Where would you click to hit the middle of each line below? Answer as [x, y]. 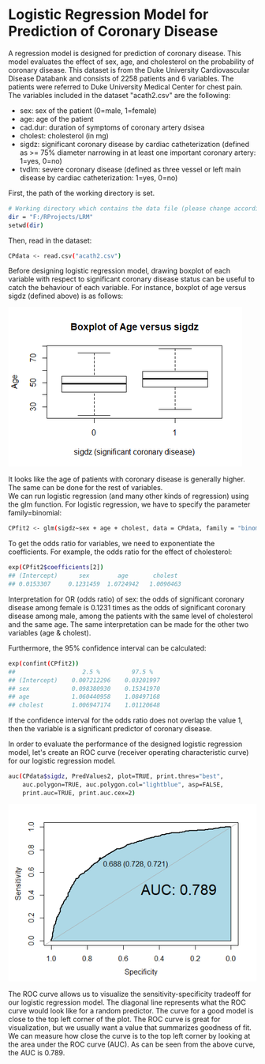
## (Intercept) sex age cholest [93, 576]
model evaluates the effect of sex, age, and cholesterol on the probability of [131, 62]
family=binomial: [35, 513]
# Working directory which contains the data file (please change [119, 208]
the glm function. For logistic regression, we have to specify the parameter [129, 504]
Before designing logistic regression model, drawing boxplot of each [119, 271]
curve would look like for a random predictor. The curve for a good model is [131, 1010]
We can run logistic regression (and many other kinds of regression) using [129, 496]
